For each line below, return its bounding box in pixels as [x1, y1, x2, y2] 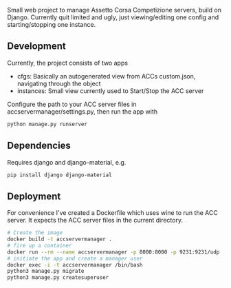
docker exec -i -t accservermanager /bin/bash [7, 261, 143, 268]
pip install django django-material [7, 172, 112, 178]
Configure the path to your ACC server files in [7, 100, 137, 108]
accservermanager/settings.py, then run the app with [7, 107, 158, 116]
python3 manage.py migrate [7, 268, 85, 275]
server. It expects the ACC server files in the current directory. [7, 216, 184, 225]
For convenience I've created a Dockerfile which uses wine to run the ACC [7, 209, 218, 217]
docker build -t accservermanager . [7, 236, 112, 243]
